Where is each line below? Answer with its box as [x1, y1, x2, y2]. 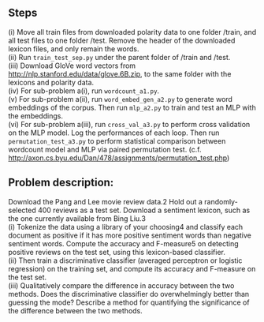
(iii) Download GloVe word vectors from [8, 61, 136, 70]
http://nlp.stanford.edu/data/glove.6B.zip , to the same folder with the [8, 69, 232, 78]
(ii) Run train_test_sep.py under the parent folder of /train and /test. [8, 52, 231, 62]
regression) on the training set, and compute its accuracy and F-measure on [8, 264, 256, 273]
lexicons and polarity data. [8, 77, 95, 87]
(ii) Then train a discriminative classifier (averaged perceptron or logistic [8, 256, 243, 265]
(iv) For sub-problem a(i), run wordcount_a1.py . [8, 86, 160, 95]
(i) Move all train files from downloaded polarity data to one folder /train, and [8, 27, 257, 36]
